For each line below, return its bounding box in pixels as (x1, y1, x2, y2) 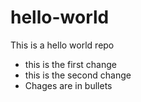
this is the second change (24, 69, 132, 81)
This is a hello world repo (10, 39, 115, 51)
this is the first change (24, 58, 117, 70)
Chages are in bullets (24, 79, 113, 91)
